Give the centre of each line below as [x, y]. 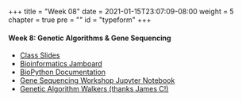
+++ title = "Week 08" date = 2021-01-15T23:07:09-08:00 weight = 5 [121, 11]
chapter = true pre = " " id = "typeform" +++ [80, 20]
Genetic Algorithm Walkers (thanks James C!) [94, 89]
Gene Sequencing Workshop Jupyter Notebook [97, 80]
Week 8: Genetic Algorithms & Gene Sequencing [90, 38]
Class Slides [40, 55]
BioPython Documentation [62, 72]
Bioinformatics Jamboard [61, 64]
